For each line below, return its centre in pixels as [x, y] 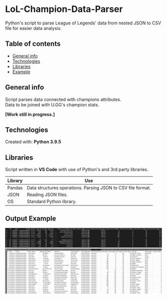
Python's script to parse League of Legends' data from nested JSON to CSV [83, 23]
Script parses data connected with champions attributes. [63, 99]
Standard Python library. [52, 201]
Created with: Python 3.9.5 [33, 142]
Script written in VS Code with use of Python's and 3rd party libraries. [77, 170]
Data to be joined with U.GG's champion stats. [52, 104]
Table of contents [33, 44]
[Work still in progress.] [30, 114]
